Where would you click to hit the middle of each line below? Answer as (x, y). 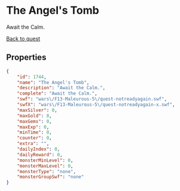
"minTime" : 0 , (34, 132)
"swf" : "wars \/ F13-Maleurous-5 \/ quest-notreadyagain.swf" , (92, 99)
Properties (26, 57)
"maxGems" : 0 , (34, 121)
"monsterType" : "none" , (47, 171)
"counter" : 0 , (34, 138)
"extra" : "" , (33, 144)
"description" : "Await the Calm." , (61, 88)
